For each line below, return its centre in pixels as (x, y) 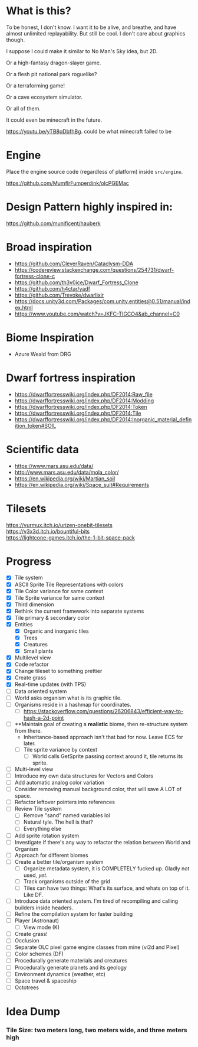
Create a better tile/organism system (59, 861)
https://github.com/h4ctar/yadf (52, 288)
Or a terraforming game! (35, 85)
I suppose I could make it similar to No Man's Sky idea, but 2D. (82, 51)
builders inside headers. (44, 908)
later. (29, 743)
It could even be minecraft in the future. (54, 120)
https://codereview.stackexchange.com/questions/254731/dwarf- (94, 269)
